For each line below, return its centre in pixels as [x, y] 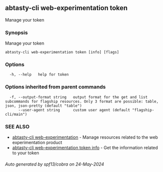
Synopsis [16, 32]
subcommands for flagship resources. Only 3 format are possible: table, [82, 101]
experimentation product [37, 142]
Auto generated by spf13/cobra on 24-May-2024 [55, 164]
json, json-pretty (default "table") [44, 106]
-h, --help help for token [39, 75]
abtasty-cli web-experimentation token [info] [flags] [62, 52]
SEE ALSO [17, 126]
